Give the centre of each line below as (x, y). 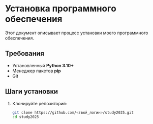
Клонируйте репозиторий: (40, 103)
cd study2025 (26, 117)
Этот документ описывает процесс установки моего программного (77, 33)
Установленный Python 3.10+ (43, 65)
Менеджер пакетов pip (36, 71)
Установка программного (61, 9)
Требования (25, 54)
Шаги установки (31, 92)
